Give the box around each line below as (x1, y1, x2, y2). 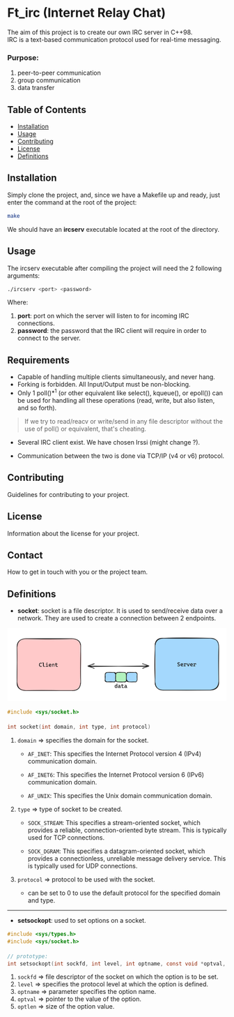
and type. (27, 896, 56, 905)
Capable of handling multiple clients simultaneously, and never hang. (17, 373, 216, 381)
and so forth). (17, 403, 57, 412)
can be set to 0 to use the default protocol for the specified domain (27, 889, 221, 898)
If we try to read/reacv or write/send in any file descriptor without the (24, 417, 223, 425)
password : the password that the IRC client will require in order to (17, 327, 207, 335)
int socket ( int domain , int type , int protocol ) (7, 724, 151, 731)
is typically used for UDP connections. (27, 862, 138, 870)
